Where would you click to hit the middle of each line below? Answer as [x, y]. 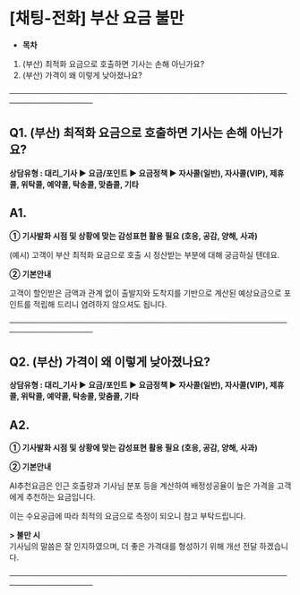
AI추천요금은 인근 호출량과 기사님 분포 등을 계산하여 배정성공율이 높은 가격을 [142, 486]
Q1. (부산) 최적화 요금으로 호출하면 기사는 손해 [129, 133]
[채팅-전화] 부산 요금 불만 [97, 18]
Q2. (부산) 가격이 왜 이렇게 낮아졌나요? [110, 362]
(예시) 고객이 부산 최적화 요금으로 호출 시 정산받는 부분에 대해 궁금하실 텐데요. [145, 254]
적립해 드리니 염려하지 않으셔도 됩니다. [100, 304]
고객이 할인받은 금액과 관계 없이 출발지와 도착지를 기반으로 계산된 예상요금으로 [146, 293]
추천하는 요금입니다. [60, 497]
